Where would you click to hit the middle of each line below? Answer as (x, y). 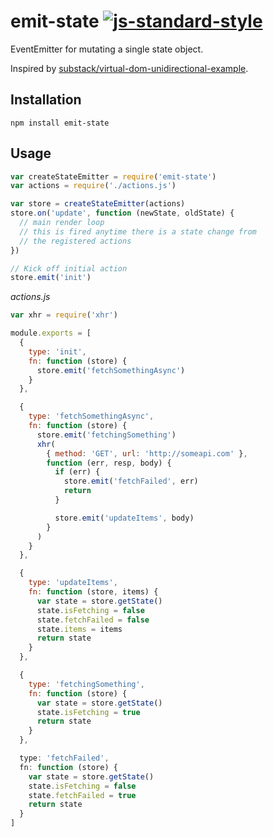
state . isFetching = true (88, 712)
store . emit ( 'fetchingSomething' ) (106, 435)
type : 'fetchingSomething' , (86, 684)
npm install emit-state (60, 123)
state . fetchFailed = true (82, 795)
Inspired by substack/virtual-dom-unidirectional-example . (129, 68)
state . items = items (79, 629)
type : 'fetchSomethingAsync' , (91, 416)
